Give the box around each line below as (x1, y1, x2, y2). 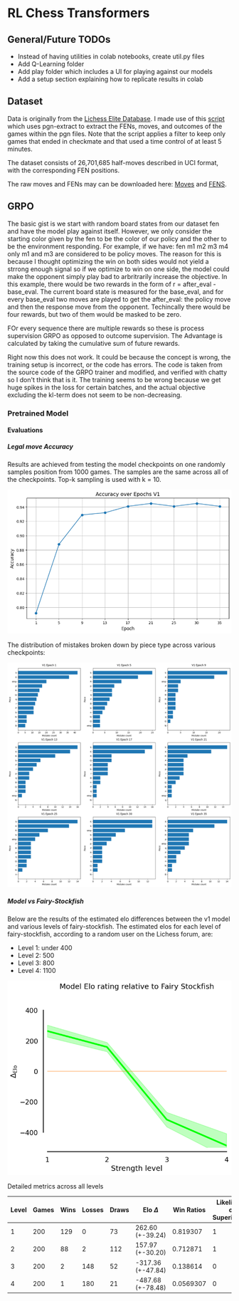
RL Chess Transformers (7, 5, 150, 21)
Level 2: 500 (17, 951, 55, 959)
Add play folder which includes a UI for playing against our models (17, 68, 213, 75)
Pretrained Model (7, 408, 69, 418)
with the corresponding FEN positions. (7, 166, 120, 174)
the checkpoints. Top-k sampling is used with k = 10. (7, 475, 161, 484)
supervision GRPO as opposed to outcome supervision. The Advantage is (7, 331, 223, 339)
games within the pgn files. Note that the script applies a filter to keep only (7, 130, 226, 138)
